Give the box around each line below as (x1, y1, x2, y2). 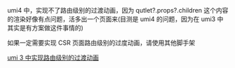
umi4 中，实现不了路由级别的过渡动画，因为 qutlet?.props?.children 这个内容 (7, 6, 229, 14)
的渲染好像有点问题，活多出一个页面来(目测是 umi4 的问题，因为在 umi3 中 (7, 15, 224, 23)
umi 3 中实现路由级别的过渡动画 (7, 53, 100, 62)
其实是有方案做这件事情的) (7, 24, 84, 32)
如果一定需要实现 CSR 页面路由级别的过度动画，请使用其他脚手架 (7, 39, 196, 47)
